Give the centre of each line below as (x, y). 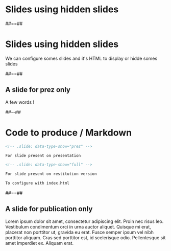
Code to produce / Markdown (69, 133)
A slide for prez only (38, 90)
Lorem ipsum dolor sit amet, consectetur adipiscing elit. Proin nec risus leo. (84, 221)
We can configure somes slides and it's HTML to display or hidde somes (81, 58)
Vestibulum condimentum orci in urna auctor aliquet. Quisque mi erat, (78, 226)
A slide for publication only (49, 209)
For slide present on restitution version (51, 174)
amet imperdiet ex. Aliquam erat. (40, 243)
